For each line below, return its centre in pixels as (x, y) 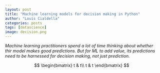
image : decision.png (26, 32)
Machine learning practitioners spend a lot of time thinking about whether (79, 46)
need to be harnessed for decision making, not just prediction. (68, 56)
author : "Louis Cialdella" (32, 18)
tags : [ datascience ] (26, 28)
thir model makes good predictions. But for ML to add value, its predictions (80, 51)
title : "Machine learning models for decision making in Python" (72, 14)
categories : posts (24, 23)
